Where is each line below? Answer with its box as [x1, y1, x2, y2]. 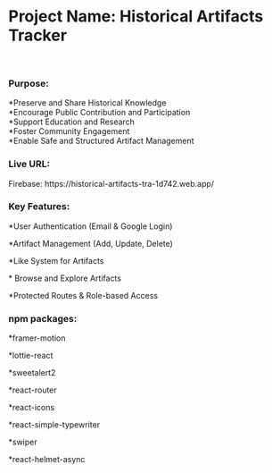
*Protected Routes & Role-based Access [8, 290, 158, 300]
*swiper [8, 436, 37, 448]
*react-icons [8, 402, 55, 413]
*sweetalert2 [8, 367, 56, 378]
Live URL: [8, 158, 51, 171]
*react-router [8, 384, 57, 395]
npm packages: [8, 312, 78, 325]
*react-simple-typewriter [8, 419, 100, 430]
